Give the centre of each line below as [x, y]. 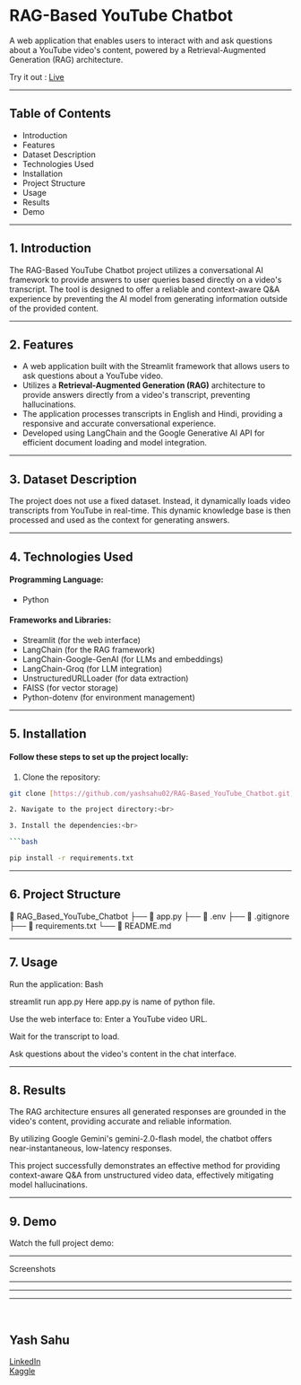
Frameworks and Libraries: [60, 620]
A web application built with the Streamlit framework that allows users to [156, 366]
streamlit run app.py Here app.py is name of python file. [112, 1001]
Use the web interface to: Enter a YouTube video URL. [108, 1019]
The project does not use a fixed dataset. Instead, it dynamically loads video [150, 501]
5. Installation [48, 734]
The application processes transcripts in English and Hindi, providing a [153, 414]
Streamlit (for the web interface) [82, 640]
